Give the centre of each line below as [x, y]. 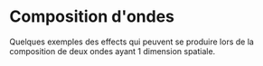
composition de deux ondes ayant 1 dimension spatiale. [113, 51]
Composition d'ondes [92, 17]
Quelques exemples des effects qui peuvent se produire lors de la [132, 42]
